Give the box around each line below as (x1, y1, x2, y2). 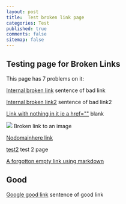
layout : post (6, 8, 39, 15)
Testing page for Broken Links (6, 59, 121, 69)
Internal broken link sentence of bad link (6, 87, 106, 94)
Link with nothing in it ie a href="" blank (6, 110, 104, 117)
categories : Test (6, 20, 50, 26)
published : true (6, 25, 47, 32)
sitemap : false (6, 37, 44, 43)
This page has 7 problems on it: (6, 75, 84, 82)
